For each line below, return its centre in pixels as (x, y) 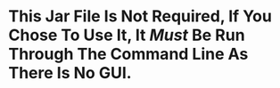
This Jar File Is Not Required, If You (140, 16)
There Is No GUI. (70, 73)
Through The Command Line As (128, 54)
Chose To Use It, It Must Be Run (127, 35)
